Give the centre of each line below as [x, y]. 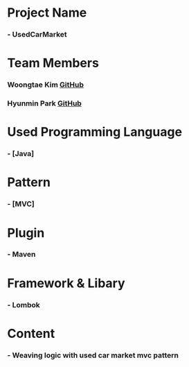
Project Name [47, 13]
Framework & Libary [66, 283]
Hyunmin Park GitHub [44, 103]
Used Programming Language [94, 132]
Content [31, 333]
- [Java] [21, 154]
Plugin [26, 233]
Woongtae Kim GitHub [46, 85]
